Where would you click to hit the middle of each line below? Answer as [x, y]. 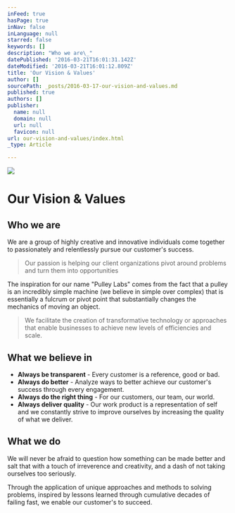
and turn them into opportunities [71, 271]
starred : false [30, 40]
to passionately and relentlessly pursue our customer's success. [101, 249]
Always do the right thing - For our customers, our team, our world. [116, 397]
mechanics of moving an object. [54, 307]
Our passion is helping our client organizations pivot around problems [125, 263]
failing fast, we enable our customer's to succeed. [80, 502]
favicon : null [34, 132]
